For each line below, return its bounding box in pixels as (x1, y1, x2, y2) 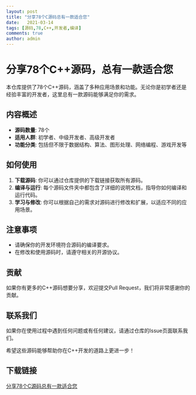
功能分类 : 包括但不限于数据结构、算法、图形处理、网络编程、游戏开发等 (14, 141, 187, 148)
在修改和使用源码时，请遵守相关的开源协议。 (14, 249, 123, 256)
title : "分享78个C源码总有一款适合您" (6, 14, 90, 20)
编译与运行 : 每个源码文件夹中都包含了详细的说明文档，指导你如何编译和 (14, 184, 187, 191)
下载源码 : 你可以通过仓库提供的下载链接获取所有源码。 (14, 177, 146, 184)
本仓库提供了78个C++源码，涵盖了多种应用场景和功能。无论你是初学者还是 (6, 83, 187, 90)
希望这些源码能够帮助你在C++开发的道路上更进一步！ (6, 347, 135, 354)
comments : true (6, 31, 43, 36)
